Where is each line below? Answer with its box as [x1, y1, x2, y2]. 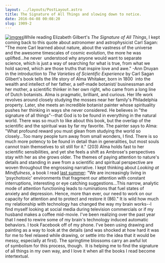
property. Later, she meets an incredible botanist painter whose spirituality [5, 102, 156, 108]
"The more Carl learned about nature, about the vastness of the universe [5, 45, 152, 51]
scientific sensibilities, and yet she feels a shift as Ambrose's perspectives [5, 149, 156, 155]
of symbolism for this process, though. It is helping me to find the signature [5, 243, 159, 249]
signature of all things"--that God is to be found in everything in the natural [5, 112, 157, 118]
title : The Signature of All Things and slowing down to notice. [5, 12, 141, 17]
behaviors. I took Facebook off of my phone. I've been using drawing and [5, 222, 154, 228]
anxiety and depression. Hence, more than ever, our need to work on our [5, 191, 152, 197]
